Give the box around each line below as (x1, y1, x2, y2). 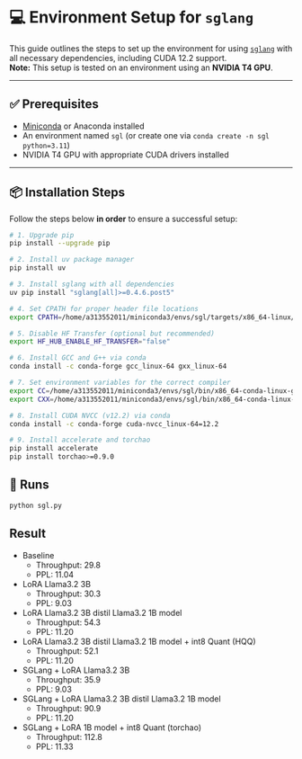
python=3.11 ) (22, 139, 70, 150)
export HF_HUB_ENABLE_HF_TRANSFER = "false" (9, 337, 171, 346)
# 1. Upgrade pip (9, 230, 75, 239)
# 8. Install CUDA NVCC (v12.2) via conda (9, 411, 171, 420)
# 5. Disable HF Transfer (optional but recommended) (9, 329, 216, 338)
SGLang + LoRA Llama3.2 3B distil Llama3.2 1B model (22, 693, 222, 704)
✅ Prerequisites (9, 96, 99, 112)
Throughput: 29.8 (35, 559, 102, 570)
